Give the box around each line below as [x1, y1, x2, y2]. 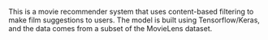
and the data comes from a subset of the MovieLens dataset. [8, 24, 213, 33]
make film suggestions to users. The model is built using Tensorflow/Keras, [8, 15, 260, 25]
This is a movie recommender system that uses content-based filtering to [8, 7, 254, 16]
